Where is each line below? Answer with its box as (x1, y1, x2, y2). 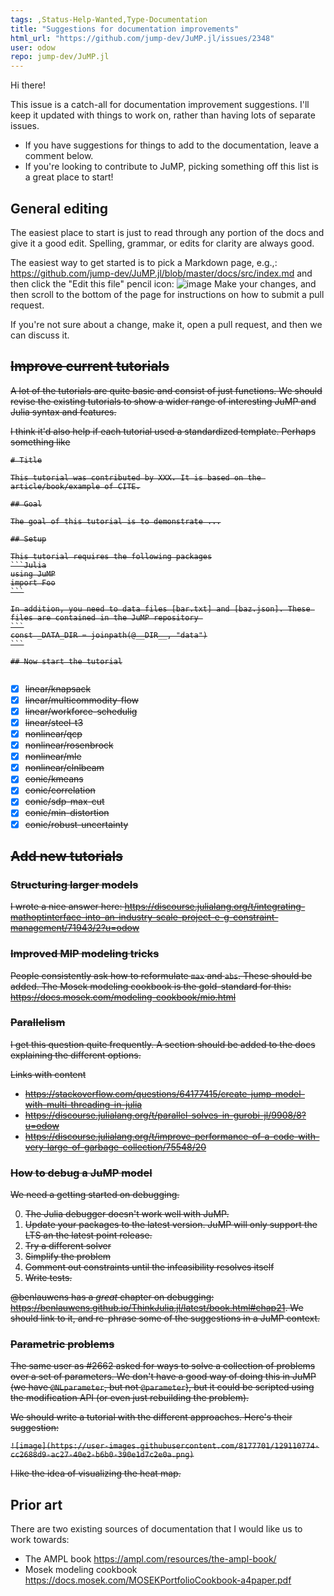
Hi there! (10, 79, 46, 91)
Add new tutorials (10, 847, 123, 865)
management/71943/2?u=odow (10, 922, 140, 934)
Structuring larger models (10, 877, 139, 891)
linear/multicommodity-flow (24, 694, 140, 706)
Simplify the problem (24, 1251, 112, 1263)
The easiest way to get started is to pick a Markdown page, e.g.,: (10, 256, 278, 268)
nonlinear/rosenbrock (24, 739, 114, 751)
